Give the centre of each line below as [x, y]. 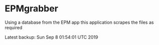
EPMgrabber [31, 9]
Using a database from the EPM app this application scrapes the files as [79, 22]
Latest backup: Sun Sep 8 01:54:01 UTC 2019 [52, 37]
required [14, 27]
